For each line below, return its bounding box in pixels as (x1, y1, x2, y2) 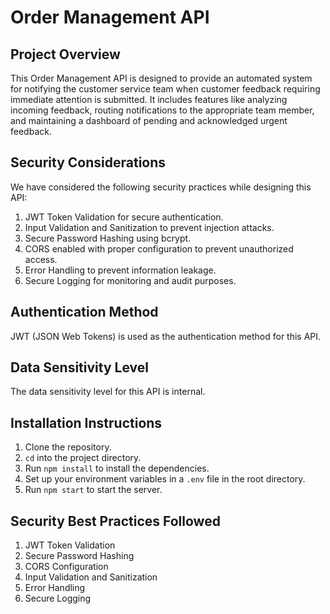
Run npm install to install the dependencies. (24, 462, 210, 475)
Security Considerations (10, 154, 167, 171)
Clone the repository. (24, 441, 112, 453)
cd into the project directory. (24, 452, 142, 464)
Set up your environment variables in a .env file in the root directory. (24, 473, 306, 485)
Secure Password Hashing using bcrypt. (24, 232, 192, 244)
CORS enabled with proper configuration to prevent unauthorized (24, 242, 294, 255)
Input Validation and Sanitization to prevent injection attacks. (24, 221, 275, 233)
